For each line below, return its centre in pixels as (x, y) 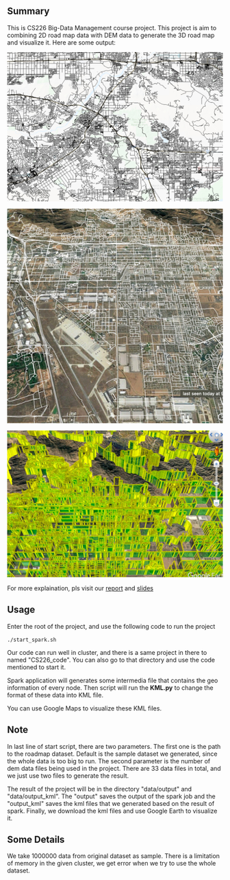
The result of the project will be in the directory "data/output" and (100, 789)
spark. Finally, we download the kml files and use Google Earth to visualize (112, 811)
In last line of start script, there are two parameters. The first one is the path (114, 746)
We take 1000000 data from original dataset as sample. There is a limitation (114, 856)
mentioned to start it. (37, 667)
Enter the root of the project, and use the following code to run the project (111, 626)
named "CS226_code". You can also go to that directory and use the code (111, 660)
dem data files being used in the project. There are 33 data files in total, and (114, 768)
